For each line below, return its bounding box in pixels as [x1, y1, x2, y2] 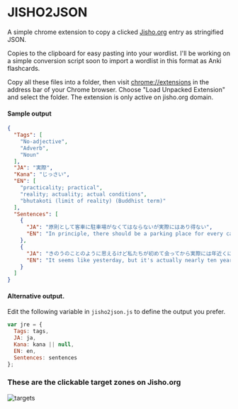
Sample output [7, 109, 52, 118]
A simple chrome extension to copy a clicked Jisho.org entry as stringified [7, 28, 224, 36]
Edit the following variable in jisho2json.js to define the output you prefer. [7, 308, 225, 316]
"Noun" [20, 151, 40, 158]
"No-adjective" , [20, 138, 69, 145]
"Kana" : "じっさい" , [13, 171, 70, 178]
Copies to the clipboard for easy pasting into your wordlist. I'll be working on [7, 49, 230, 57]
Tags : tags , [13, 327, 50, 335]
